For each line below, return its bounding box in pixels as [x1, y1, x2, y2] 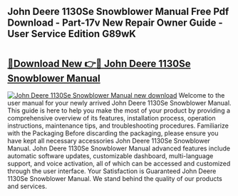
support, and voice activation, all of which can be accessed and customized [7, 160, 231, 167]
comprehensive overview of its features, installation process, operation [7, 114, 216, 122]
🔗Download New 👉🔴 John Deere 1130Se [7, 57, 191, 70]
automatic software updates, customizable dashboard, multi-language [7, 152, 214, 160]
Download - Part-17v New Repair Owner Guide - [7, 17, 223, 29]
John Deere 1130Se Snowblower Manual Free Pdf [7, 6, 229, 18]
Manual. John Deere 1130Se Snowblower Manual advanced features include [7, 144, 230, 153]
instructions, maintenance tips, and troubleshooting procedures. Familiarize [7, 121, 229, 130]
